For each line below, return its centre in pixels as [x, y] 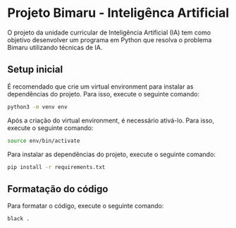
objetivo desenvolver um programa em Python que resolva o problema [110, 39]
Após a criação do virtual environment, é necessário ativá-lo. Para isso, [111, 120]
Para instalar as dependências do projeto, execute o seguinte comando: [112, 154]
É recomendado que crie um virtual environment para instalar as [100, 87]
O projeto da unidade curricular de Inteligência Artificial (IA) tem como [109, 32]
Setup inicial [35, 69]
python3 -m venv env [38, 107]
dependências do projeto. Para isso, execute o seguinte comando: [103, 94]
